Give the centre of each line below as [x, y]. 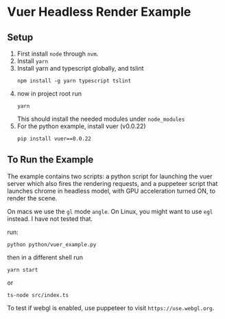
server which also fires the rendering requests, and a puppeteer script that [113, 183]
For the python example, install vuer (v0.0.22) [81, 126]
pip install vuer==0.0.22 [54, 139]
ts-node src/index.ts [38, 295]
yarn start [23, 270]
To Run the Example [50, 159]
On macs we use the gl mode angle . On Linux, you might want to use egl [110, 211]
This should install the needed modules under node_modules [101, 119]
